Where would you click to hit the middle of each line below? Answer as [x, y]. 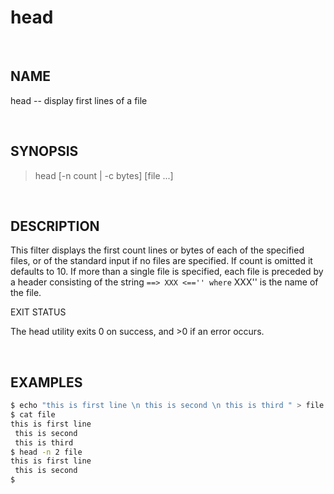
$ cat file [33, 415]
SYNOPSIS [44, 151]
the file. [26, 293]
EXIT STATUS [38, 312]
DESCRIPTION [55, 226]
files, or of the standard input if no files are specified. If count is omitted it [161, 261]
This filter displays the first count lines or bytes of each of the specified [157, 250]
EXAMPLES [46, 382]
